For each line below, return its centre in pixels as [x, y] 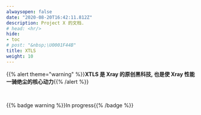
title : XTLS [21, 51]
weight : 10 [20, 56]
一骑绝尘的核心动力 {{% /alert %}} [47, 81]
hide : [13, 34]
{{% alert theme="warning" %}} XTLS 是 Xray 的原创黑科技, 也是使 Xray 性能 [100, 74]
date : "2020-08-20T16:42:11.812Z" [49, 17]
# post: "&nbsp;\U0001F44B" [41, 46]
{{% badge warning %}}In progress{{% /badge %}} [70, 105]
